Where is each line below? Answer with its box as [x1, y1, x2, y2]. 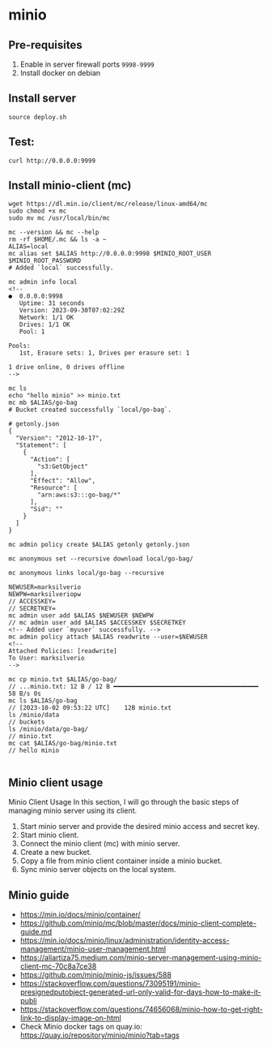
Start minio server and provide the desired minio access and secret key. [19, 822, 260, 831]
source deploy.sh [8, 113, 67, 121]
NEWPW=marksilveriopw [8, 591, 82, 599]
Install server [8, 92, 77, 105]
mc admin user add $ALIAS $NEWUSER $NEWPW [8, 612, 154, 620]
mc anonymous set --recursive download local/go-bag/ [8, 555, 194, 563]
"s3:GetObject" [37, 462, 89, 471]
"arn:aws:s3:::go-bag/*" [37, 491, 121, 500]
